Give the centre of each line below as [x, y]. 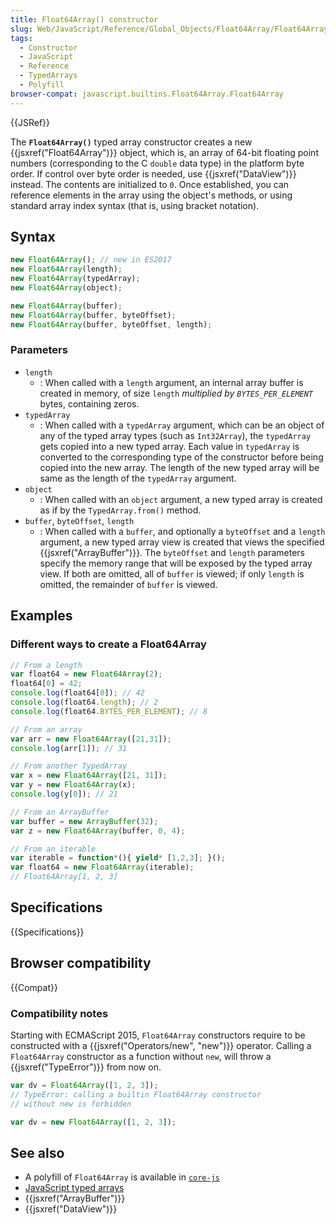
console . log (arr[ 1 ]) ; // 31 [69, 748]
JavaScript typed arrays [74, 1188]
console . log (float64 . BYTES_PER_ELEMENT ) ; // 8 [109, 711]
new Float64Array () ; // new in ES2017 [91, 260]
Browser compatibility [81, 963]
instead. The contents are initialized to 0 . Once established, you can [150, 184]
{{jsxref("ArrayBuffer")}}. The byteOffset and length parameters [172, 552]
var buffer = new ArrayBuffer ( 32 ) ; [84, 821]
